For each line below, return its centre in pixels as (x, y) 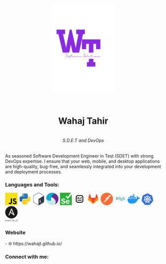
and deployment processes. (34, 172)
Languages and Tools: (32, 184)
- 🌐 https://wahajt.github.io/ (34, 243)
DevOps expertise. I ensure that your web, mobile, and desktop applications (83, 161)
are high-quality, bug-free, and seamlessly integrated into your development (83, 166)
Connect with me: (27, 257)
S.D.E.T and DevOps (83, 141)
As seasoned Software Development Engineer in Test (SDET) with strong (79, 156)
